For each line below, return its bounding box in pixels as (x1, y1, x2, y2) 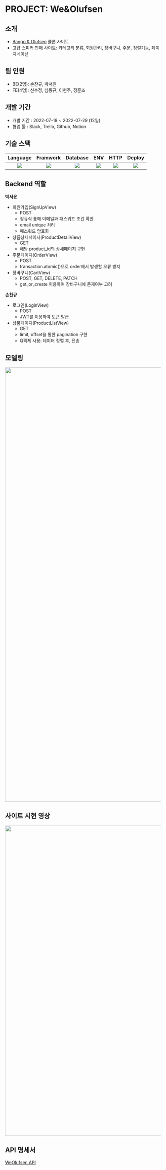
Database (65, 154, 89, 161)
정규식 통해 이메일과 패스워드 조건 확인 (19, 216, 94, 222)
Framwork (36, 154, 61, 161)
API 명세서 (5, 1146, 36, 1155)
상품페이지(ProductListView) (12, 320, 69, 326)
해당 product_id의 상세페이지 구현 (19, 246, 85, 252)
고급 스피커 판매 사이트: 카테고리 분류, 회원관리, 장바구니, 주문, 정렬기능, (12, 45, 151, 51)
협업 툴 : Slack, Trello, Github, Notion (12, 123, 86, 130)
